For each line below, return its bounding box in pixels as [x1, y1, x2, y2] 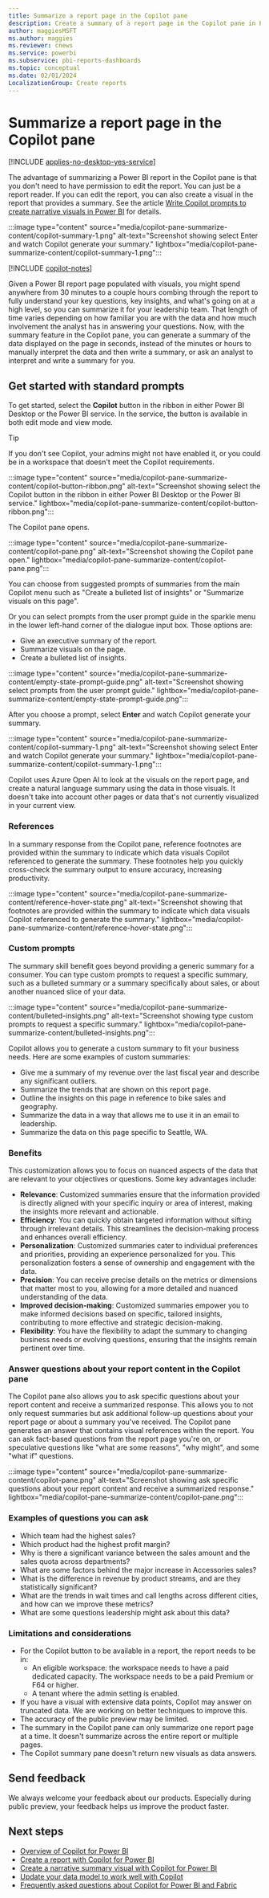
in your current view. [8, 801, 76, 810]
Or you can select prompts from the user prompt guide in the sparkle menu [8, 612, 256, 622]
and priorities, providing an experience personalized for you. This [19, 1250, 236, 1259]
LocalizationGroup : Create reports [8, 79, 127, 87]
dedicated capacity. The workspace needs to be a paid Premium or [31, 1671, 254, 1681]
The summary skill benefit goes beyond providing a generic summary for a [8, 961, 255, 970]
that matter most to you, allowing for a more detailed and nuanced [19, 1284, 239, 1293]
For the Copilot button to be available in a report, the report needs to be [19, 1646, 256, 1655]
